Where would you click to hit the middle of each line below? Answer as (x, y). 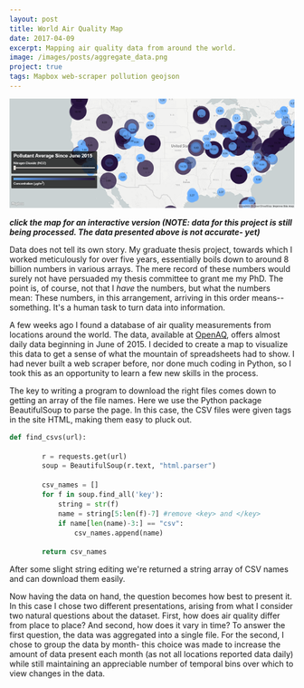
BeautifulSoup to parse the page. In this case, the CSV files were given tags (151, 410)
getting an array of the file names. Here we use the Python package (136, 400)
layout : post (34, 19)
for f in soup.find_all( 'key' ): (103, 495)
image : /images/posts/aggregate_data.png (89, 58)
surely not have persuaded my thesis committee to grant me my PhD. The (146, 278)
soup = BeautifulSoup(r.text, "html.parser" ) (129, 466)
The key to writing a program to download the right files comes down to (143, 391)
